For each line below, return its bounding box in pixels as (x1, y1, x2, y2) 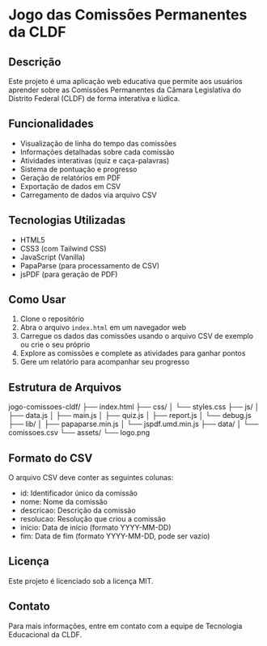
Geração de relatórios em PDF (19, 172, 121, 183)
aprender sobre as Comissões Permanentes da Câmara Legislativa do (8, 85, 241, 95)
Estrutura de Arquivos (8, 380, 122, 394)
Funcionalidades (8, 117, 95, 131)
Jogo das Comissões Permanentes (8, 6, 248, 24)
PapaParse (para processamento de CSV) (19, 260, 160, 270)
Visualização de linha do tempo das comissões (19, 138, 177, 148)
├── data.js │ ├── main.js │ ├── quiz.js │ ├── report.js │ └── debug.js (8, 411, 252, 420)
